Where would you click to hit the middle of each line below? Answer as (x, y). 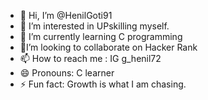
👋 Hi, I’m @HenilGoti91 (66, 15)
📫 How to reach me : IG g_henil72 (90, 58)
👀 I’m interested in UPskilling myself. (94, 26)
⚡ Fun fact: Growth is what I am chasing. (103, 84)
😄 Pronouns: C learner (67, 73)
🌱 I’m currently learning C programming (101, 36)
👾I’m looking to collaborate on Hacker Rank (108, 47)
